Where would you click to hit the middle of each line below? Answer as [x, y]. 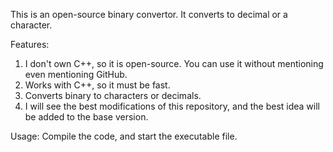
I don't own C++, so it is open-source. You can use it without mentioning [174, 63]
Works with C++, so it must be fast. [97, 85]
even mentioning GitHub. [76, 74]
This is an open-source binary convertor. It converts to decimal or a [149, 14]
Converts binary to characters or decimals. [113, 95]
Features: [30, 44]
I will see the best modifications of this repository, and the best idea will [172, 106]
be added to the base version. [86, 117]
